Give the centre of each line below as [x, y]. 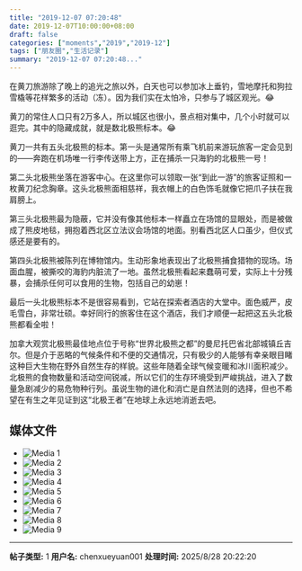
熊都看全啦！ [33, 324]
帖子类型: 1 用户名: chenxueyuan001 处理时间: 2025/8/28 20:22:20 [133, 556]
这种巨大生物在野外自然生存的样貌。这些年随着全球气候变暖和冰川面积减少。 [151, 366]
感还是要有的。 [37, 241]
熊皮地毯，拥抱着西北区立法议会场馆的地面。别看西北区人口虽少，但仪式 [159, 230]
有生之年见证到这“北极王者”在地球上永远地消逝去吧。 [123, 400]
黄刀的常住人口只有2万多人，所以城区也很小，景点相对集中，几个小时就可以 [150, 116]
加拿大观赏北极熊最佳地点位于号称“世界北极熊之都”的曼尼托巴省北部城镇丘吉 [151, 343]
